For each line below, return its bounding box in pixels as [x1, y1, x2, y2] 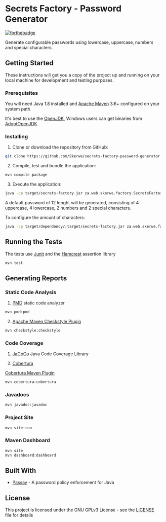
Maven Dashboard [5, 437, 50, 444]
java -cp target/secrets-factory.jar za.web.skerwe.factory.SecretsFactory [5, 191, 165, 196]
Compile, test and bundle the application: [12, 163, 96, 169]
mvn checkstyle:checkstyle [5, 328, 61, 333]
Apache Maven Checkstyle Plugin [12, 319, 82, 325]
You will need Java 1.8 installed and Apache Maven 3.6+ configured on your [5, 101, 160, 107]
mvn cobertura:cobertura [5, 379, 56, 385]
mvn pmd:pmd [5, 309, 30, 315]
